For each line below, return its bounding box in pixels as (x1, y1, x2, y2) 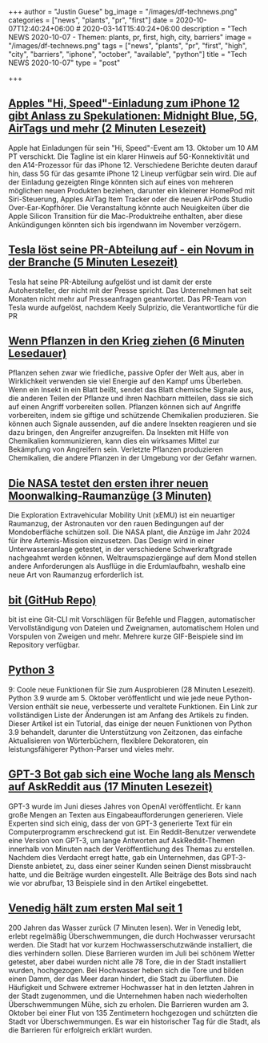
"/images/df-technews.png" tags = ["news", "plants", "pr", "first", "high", (8, 41, 248, 51)
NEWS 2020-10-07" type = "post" (8, 58, 121, 67)
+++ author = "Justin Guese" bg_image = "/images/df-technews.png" (8, 7, 238, 16)
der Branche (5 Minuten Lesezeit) (8, 256, 178, 270)
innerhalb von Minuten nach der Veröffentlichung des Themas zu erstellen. (8, 844, 255, 854)
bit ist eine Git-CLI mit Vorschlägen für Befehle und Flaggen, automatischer (8, 615, 256, 624)
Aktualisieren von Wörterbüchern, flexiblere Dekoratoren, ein (8, 736, 209, 745)
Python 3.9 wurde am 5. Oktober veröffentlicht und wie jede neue (8, 693, 224, 703)
